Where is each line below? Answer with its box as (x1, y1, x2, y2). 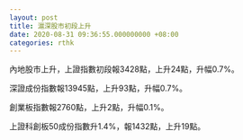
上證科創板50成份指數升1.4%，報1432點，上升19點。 (9, 121, 205, 132)
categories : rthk (9, 38, 75, 48)
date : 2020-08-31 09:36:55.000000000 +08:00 (9, 30, 179, 39)
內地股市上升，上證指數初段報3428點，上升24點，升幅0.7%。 (9, 64, 240, 74)
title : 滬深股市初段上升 (9, 22, 92, 31)
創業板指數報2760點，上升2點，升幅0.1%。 (9, 102, 169, 113)
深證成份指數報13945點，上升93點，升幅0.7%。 (9, 83, 187, 94)
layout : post (9, 13, 58, 22)
